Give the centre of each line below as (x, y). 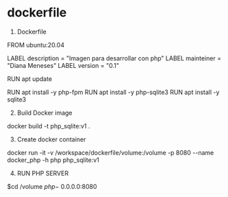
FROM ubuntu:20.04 (36, 45)
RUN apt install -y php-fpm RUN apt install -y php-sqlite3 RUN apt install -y (113, 92)
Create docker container (51, 139)
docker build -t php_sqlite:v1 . (49, 126)
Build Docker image (45, 113)
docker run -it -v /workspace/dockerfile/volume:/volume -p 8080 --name (111, 152)
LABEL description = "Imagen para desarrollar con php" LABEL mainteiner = (114, 58)
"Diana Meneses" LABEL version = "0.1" (63, 65)
